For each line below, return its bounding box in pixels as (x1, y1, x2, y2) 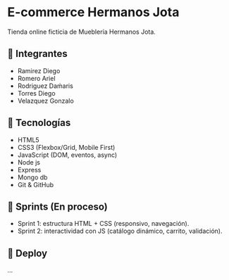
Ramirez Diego (17, 66, 61, 75)
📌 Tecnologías (7, 117, 71, 129)
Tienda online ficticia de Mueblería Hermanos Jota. (7, 27, 156, 36)
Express (17, 165, 42, 174)
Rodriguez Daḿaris (17, 82, 74, 90)
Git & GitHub (17, 180, 54, 189)
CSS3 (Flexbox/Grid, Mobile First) (17, 143, 116, 151)
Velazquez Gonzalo (17, 96, 74, 105)
